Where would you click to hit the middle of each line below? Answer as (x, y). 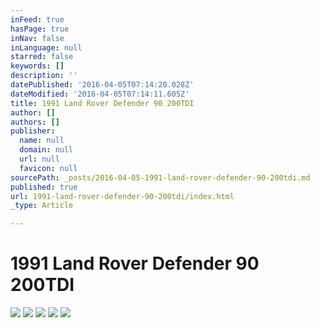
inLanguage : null (46, 47)
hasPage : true (40, 29)
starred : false (42, 57)
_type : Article (42, 206)
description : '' (44, 76)
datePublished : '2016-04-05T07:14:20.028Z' (102, 85)
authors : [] (35, 122)
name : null (42, 141)
